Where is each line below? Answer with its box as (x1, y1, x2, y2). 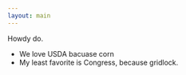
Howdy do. (7, 34, 44, 43)
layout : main (7, 11, 51, 20)
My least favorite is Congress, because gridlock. (18, 57, 179, 67)
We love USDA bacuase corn (18, 49, 115, 58)
